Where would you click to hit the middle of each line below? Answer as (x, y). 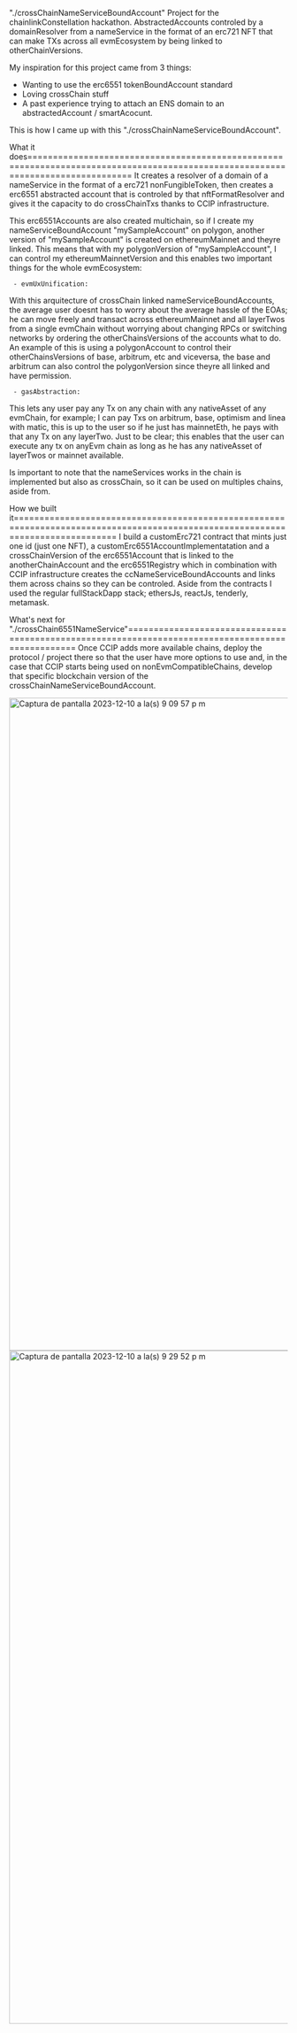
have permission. (41, 376)
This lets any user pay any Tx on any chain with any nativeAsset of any (138, 408)
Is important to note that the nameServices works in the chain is (125, 472)
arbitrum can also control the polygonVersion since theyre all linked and (140, 366)
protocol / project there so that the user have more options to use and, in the (148, 657)
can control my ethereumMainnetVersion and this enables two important (141, 258)
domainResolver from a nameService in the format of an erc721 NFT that (141, 31)
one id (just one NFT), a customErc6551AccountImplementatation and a (139, 546)
